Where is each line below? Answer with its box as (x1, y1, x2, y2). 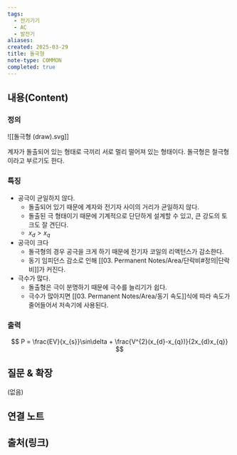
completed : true (7, 63, 56, 71)
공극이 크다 (17, 238, 49, 247)
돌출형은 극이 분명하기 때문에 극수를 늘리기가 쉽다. (28, 283, 167, 292)
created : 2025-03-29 (7, 44, 69, 51)
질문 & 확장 (7, 367, 53, 379)
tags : (7, 10, 23, 18)
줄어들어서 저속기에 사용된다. (28, 301, 109, 310)
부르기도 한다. (26, 156, 65, 165)
